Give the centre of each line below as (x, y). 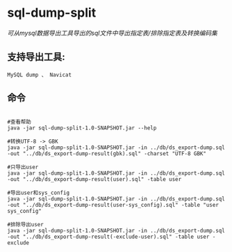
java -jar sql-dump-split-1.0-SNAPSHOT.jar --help (82, 128)
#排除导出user (25, 224)
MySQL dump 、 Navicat (39, 74)
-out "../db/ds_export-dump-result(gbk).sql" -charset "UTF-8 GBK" (107, 153)
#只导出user (23, 167)
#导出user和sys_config (39, 193)
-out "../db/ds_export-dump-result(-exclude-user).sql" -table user (108, 237)
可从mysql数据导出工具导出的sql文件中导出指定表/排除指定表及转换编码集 (112, 33)
